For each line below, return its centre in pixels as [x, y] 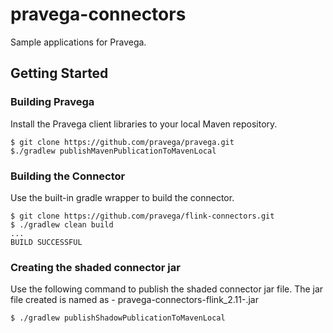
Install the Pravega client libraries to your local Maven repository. [144, 124]
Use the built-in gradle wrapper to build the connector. [122, 197]
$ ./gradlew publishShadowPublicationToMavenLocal [118, 318]
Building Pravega [52, 102]
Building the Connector [68, 176]
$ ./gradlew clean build [62, 224]
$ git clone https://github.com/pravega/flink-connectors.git [142, 216]
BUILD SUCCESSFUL [46, 242]
